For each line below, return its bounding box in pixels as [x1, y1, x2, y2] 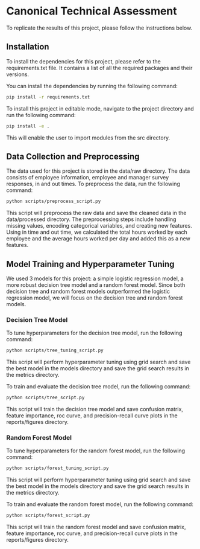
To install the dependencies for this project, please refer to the [6, 57, 161, 65]
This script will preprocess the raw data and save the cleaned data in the [6, 210, 187, 217]
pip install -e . [6, 123, 50, 129]
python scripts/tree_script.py [6, 394, 85, 401]
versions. [6, 71, 29, 78]
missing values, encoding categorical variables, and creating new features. [6, 222, 193, 230]
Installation [6, 42, 49, 52]
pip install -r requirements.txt [6, 94, 90, 100]
